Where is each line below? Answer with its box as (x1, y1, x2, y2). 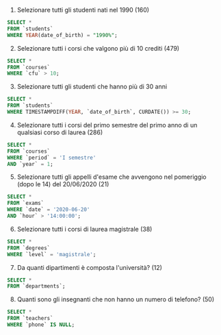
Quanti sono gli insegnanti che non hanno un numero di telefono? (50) (16, 295, 215, 303)
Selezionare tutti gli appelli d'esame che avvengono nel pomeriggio (16, 173, 207, 181)
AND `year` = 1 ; (7, 160, 53, 167)
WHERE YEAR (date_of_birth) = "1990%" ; (7, 32, 118, 38)
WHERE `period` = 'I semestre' (7, 154, 96, 161)
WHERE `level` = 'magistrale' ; (7, 251, 96, 258)
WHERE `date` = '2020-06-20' (7, 206, 90, 213)
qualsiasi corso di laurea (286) (16, 128, 103, 136)
